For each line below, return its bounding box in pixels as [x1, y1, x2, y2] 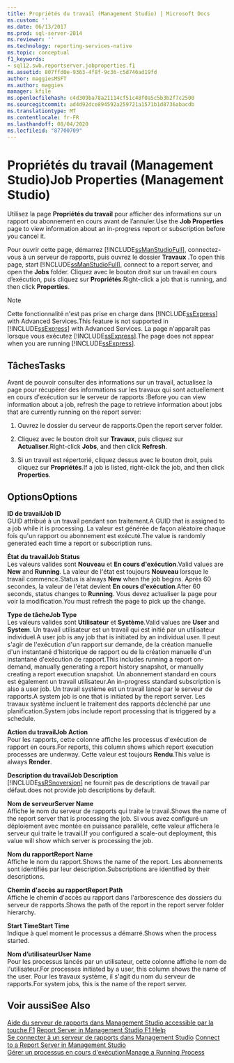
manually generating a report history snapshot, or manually [33, 662, 204, 671]
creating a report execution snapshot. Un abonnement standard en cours [7, 669, 217, 678]
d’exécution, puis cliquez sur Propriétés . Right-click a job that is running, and [7, 275, 227, 283]
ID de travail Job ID [7, 509, 61, 517]
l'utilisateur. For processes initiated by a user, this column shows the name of [7, 965, 226, 973]
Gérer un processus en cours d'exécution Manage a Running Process [7, 1048, 205, 1056]
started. [7, 936, 30, 944]
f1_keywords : [7, 56, 45, 63]
